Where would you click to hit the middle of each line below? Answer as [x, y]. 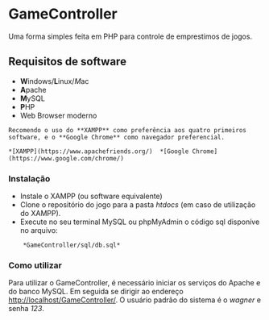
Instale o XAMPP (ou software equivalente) [91, 196]
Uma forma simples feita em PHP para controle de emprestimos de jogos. [130, 36]
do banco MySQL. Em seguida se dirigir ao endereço [96, 292]
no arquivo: [39, 231]
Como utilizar [35, 265]
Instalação [29, 178]
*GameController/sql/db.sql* [72, 245]
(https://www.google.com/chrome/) [66, 158]
